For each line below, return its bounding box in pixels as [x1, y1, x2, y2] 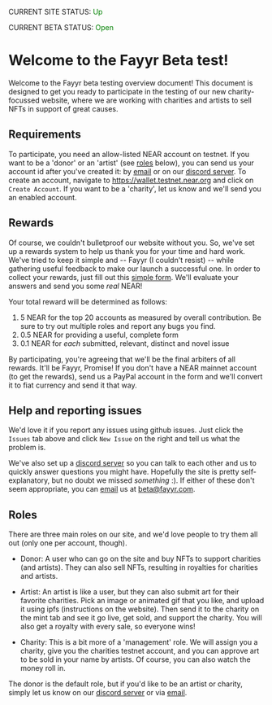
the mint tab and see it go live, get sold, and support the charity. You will [19, 613, 262, 623]
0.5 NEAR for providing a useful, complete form [19, 330, 179, 339]
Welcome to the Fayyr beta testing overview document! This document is [8, 77, 253, 88]
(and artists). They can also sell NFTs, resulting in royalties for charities [19, 563, 258, 572]
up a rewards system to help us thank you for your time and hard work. [8, 246, 246, 256]
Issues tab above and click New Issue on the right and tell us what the [8, 434, 241, 444]
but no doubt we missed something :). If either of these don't [51, 475, 255, 485]
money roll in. [19, 663, 67, 673]
